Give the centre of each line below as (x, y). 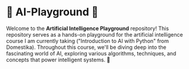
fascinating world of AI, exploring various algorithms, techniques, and (91, 53)
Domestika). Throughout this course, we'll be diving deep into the (86, 47)
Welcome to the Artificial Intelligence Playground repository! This (88, 28)
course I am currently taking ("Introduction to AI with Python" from (88, 41)
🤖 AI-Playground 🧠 (52, 12)
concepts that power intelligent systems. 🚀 (58, 60)
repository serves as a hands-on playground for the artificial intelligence (94, 34)
